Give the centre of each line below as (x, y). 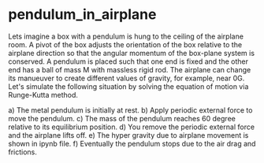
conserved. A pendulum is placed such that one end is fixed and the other (128, 61)
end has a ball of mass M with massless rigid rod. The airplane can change (130, 69)
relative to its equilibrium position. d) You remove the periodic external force (131, 127)
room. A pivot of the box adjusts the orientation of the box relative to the (125, 44)
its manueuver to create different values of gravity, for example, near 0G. (126, 78)
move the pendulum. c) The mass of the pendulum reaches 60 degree (122, 118)
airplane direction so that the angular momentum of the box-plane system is (131, 53)
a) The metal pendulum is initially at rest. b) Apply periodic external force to (130, 110)
